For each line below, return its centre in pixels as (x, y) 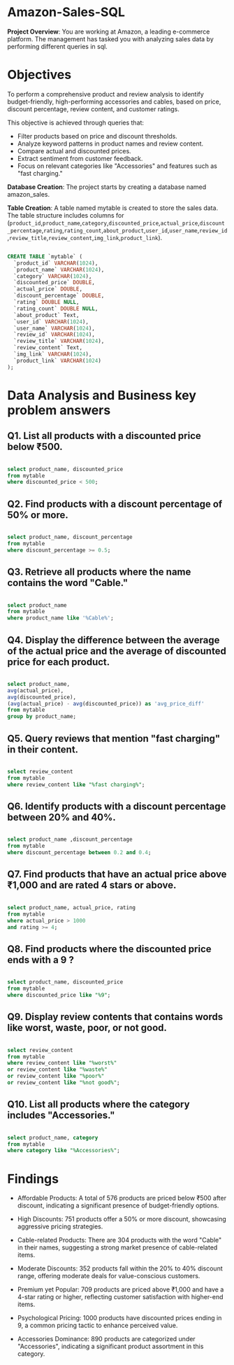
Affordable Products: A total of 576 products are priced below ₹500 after (122, 1198)
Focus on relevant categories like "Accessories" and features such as (117, 166)
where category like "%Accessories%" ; (64, 1151)
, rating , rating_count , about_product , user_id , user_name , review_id (134, 230)
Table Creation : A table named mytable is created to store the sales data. (113, 208)
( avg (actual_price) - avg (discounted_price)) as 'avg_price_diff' (106, 703)
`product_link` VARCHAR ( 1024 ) (57, 360)
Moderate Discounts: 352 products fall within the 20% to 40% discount (120, 1268)
